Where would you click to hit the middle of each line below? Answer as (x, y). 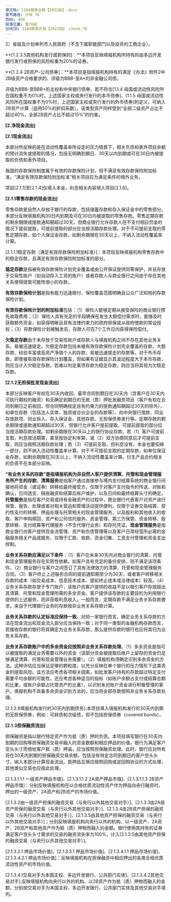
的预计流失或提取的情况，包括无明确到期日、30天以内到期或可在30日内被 (82, 154)
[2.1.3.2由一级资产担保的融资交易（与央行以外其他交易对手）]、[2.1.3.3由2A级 (85, 803)
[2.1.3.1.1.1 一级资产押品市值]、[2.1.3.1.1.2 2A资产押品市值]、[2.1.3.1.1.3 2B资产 (84, 779)
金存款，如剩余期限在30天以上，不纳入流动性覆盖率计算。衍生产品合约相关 (84, 457)
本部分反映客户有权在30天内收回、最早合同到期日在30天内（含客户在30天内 (85, 393)
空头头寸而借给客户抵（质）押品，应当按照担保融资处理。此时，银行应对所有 (85, 749)
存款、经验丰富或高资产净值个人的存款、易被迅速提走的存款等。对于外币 (81, 353)
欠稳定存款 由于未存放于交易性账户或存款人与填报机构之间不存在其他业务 (81, 340)
